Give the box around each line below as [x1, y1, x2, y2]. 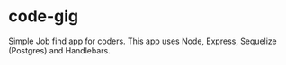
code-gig [8, 6, 79, 27]
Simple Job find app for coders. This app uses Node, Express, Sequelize [8, 36, 278, 46]
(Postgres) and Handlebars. [8, 45, 111, 55]
